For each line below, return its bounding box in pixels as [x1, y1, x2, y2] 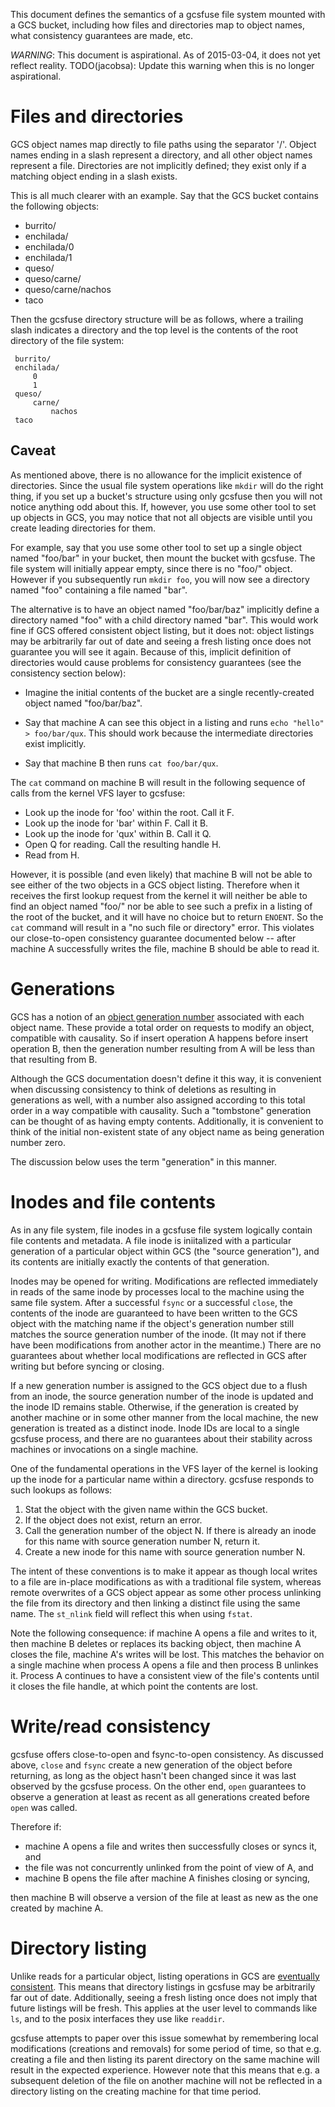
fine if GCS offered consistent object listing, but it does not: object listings [10, 624, 315, 636]
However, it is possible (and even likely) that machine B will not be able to [10, 868, 313, 880]
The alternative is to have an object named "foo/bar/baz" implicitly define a [10, 603, 320, 615]
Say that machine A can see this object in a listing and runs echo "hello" [24, 716, 325, 728]
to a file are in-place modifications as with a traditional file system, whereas [10, 1575, 322, 1588]
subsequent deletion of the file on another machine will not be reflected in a [10, 2074, 323, 2086]
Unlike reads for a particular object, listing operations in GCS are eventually [10, 1970, 320, 1982]
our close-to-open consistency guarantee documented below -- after [10, 932, 297, 944]
